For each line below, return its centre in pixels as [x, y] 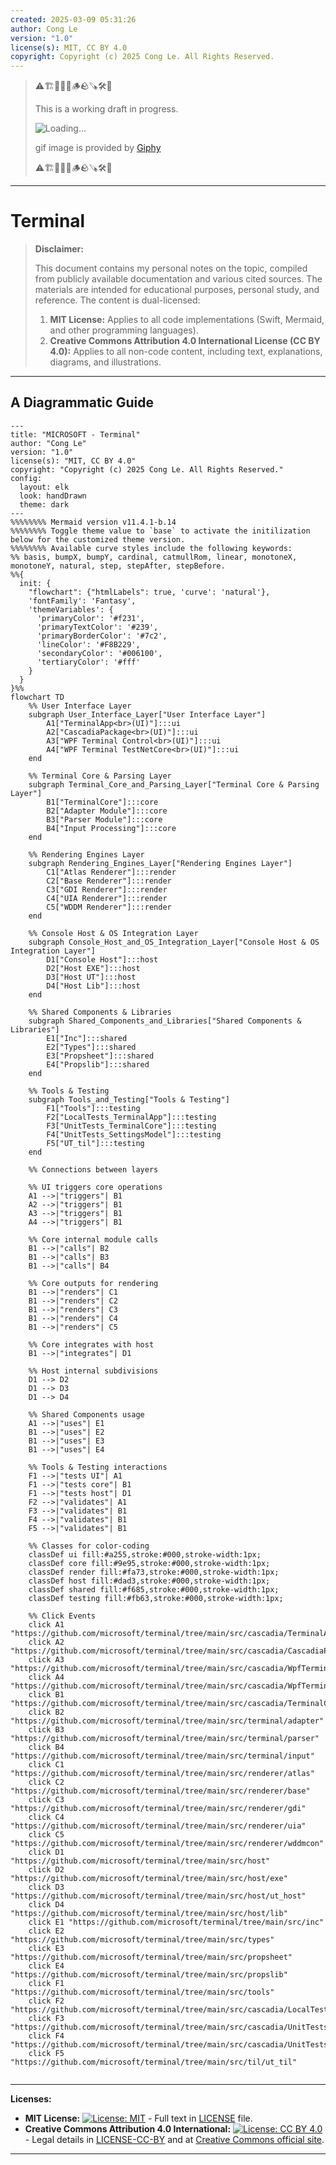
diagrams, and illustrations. [105, 362]
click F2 [46, 2001]
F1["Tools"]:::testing [93, 1108]
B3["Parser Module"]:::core [104, 819]
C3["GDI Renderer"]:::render [107, 889]
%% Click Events [62, 1616]
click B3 [46, 1729]
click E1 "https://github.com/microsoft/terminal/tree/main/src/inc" [176, 1922]
